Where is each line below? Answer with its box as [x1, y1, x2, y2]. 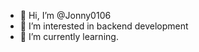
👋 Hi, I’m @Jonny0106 [19, 10, 112, 21]
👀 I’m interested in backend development [19, 20, 189, 32]
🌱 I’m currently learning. [19, 31, 119, 42]
